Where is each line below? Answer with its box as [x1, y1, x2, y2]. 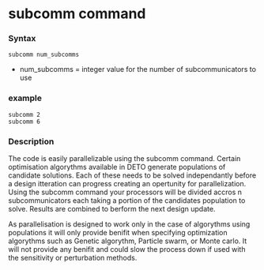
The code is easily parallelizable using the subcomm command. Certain [8, 154, 241, 163]
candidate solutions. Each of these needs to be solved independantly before [8, 171, 257, 180]
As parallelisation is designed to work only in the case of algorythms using [8, 219, 251, 229]
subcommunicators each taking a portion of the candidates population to [8, 196, 246, 205]
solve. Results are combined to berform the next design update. [8, 204, 216, 214]
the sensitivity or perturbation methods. [8, 253, 138, 263]
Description [8, 136, 55, 147]
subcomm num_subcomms [8, 51, 80, 59]
